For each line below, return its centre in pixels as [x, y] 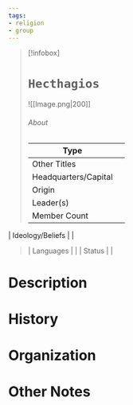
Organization [52, 356]
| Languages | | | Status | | [70, 251]
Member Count [60, 216]
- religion [26, 23]
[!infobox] [44, 53]
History [33, 319]
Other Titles [54, 164]
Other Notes [49, 392]
